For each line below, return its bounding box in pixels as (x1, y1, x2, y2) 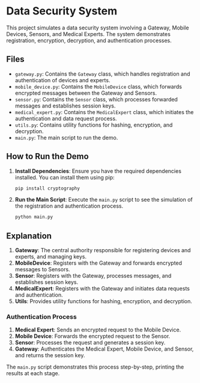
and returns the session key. (14, 352, 85, 359)
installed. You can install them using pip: (14, 173, 115, 181)
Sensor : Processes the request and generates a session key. (14, 339, 166, 346)
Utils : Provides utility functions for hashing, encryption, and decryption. (14, 298, 192, 305)
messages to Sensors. (14, 266, 70, 273)
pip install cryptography (14, 185, 80, 191)
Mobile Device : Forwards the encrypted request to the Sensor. (14, 333, 171, 340)
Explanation (6, 231, 52, 241)
